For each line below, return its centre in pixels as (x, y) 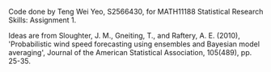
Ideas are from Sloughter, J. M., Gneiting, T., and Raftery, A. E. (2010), (124, 36)
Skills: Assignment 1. (42, 20)
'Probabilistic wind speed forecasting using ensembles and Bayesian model (134, 44)
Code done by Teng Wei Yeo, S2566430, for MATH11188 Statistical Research (136, 12)
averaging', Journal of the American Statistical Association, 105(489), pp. (130, 52)
